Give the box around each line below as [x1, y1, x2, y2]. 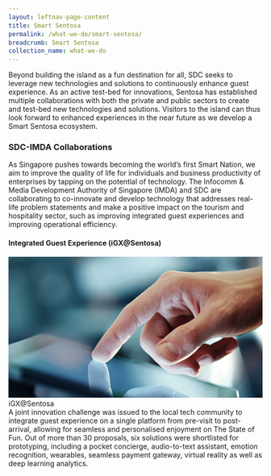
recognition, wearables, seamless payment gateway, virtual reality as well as [8, 449, 263, 459]
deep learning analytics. [8, 458, 89, 468]
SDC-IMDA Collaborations [8, 142, 113, 153]
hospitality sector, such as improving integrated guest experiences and [8, 211, 244, 221]
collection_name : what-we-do [8, 47, 106, 56]
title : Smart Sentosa [8, 21, 81, 30]
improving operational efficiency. [8, 220, 118, 230]
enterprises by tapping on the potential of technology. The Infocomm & [8, 177, 244, 187]
